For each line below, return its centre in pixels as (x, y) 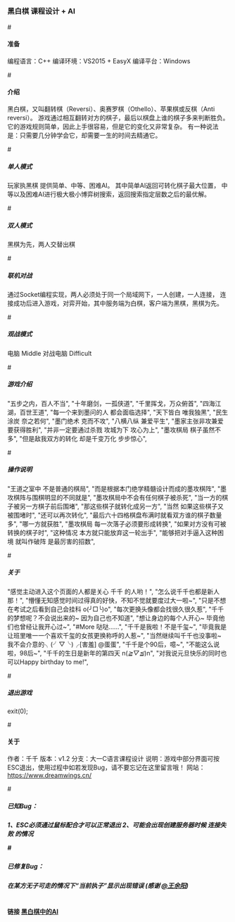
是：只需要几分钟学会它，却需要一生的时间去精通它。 (84, 135)
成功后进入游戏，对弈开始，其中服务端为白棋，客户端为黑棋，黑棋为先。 (118, 303)
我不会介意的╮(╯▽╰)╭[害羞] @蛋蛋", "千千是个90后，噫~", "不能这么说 (114, 644)
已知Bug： (23, 806)
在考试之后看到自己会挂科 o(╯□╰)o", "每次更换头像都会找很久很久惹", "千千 (116, 609)
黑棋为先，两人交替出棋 (41, 244)
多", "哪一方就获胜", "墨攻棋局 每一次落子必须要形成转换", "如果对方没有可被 (117, 524)
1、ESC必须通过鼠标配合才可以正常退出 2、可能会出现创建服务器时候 (107, 825)
